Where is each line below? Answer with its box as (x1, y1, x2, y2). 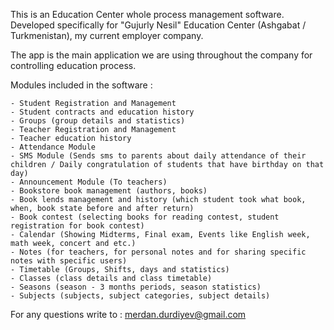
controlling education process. (10, 60, 137, 71)
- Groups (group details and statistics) (10, 116, 186, 126)
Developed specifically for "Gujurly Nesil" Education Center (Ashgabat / (10, 19, 307, 31)
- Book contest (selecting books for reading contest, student (10, 212, 280, 222)
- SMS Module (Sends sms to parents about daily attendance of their (10, 151, 307, 161)
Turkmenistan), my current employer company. (10, 30, 204, 41)
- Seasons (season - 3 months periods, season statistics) (10, 282, 262, 292)
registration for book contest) (10, 221, 145, 231)
